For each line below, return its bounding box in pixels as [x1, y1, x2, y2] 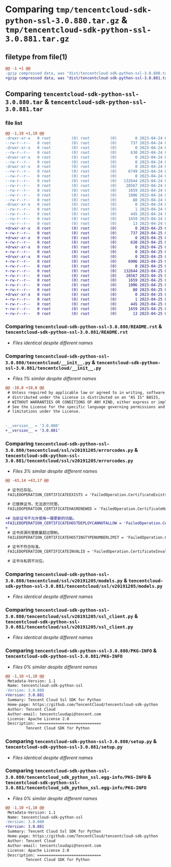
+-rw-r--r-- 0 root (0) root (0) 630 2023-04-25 [5, 240, 163, 245]
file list [5, 119, 23, 126]
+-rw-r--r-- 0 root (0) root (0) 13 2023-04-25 [5, 311, 163, 316]
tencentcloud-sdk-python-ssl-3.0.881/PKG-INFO [5, 654, 123, 659]
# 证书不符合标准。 [7, 544, 43, 550]
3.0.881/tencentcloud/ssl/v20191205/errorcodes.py [5, 457, 133, 464]
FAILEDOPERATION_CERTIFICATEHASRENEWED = [7, 506, 97, 511]
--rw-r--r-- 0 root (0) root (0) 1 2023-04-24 [5, 207, 163, 212]
